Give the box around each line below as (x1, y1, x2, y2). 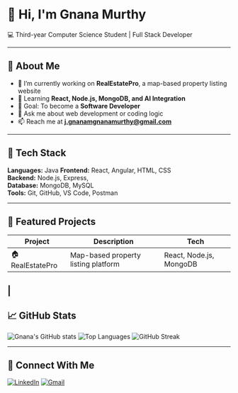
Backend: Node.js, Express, (7, 173, 89, 182)
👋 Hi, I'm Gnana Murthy (7, 6, 147, 23)
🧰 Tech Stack (7, 147, 67, 159)
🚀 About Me (7, 60, 60, 72)
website (17, 87, 41, 95)
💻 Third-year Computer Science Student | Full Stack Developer (7, 30, 193, 38)
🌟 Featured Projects (7, 216, 96, 228)
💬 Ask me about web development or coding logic (17, 109, 164, 118)
